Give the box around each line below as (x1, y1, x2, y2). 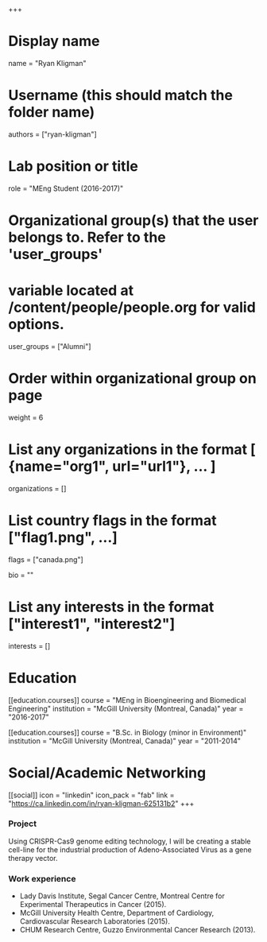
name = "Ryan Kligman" (8, 58, 87, 68)
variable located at (8, 281, 133, 300)
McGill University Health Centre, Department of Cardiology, (19, 908, 215, 918)
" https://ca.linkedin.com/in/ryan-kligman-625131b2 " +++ (8, 798, 195, 808)
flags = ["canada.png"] (8, 554, 83, 564)
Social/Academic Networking (8, 764, 207, 781)
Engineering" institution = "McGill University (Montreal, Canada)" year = (8, 704, 244, 713)
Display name (8, 33, 100, 50)
